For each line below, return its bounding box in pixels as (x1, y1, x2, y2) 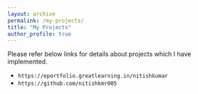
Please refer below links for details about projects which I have (7, 50, 192, 58)
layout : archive (7, 10, 56, 18)
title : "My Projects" (7, 23, 72, 31)
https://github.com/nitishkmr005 (17, 80, 118, 88)
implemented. (7, 58, 48, 66)
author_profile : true (7, 30, 72, 38)
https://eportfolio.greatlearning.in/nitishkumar (17, 73, 169, 80)
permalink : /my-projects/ (7, 17, 84, 24)
